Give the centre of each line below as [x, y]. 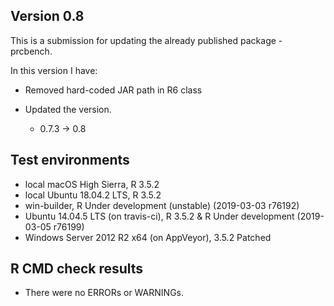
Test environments [70, 160]
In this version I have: [54, 70]
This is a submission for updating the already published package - [146, 40]
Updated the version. [68, 109]
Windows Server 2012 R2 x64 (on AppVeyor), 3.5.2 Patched [148, 237]
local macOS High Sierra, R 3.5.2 [92, 184]
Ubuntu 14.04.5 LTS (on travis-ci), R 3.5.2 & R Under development [159, 216]
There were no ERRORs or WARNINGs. [104, 293]
